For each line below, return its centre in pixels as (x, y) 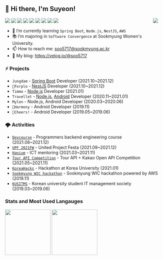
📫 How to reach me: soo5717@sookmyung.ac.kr (61, 49)
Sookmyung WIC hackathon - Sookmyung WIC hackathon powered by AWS (85, 173)
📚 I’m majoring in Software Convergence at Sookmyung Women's (77, 36)
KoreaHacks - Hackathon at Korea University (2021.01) (65, 168)
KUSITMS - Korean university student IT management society (72, 184)
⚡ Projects (17, 69)
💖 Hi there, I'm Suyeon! (41, 9)
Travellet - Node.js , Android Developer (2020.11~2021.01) (70, 96)
